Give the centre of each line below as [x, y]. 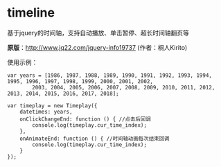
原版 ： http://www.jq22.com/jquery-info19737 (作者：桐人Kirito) [97, 47]
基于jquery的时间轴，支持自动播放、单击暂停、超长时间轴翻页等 [98, 33]
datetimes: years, [46, 112]
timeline [31, 13]
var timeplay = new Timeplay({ [52, 105]
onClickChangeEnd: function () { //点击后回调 [85, 119]
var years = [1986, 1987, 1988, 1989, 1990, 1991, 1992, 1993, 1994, [110, 75]
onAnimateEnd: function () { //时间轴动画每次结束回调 [95, 139]
